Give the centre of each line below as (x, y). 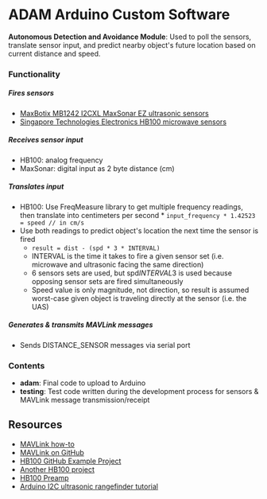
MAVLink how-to (47, 444)
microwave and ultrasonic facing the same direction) (118, 264)
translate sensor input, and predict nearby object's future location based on (132, 45)
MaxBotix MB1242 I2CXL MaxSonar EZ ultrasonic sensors (114, 113)
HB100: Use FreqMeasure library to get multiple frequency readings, (132, 207)
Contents (27, 365)
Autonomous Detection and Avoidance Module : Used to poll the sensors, (130, 37)
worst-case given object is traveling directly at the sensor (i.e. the (139, 298)
